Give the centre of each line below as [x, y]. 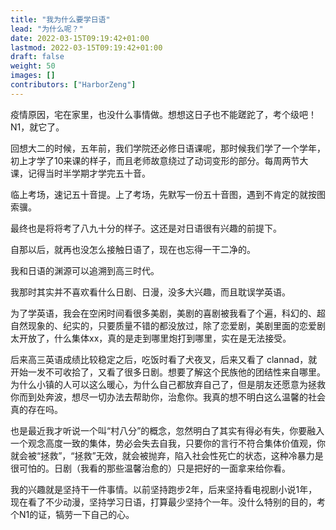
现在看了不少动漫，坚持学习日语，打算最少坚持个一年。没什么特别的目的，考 [168, 502]
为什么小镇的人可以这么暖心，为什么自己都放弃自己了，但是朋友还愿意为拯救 [168, 384]
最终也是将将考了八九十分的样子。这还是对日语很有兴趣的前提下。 [146, 228]
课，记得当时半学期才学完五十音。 [80, 173]
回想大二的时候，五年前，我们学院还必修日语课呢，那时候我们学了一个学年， [168, 148]
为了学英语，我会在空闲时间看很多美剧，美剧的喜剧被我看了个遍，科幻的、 [163, 313]
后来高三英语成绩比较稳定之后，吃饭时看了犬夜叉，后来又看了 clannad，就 [164, 359]
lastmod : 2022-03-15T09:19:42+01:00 [86, 47]
